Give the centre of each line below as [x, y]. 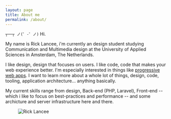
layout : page [19, 10]
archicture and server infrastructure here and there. [59, 102]
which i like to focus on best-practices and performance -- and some [78, 96]
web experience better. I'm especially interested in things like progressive [83, 70]
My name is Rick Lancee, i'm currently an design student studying [75, 44]
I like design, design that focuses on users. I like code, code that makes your [86, 65]
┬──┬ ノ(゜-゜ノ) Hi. [26, 34]
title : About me [22, 15]
